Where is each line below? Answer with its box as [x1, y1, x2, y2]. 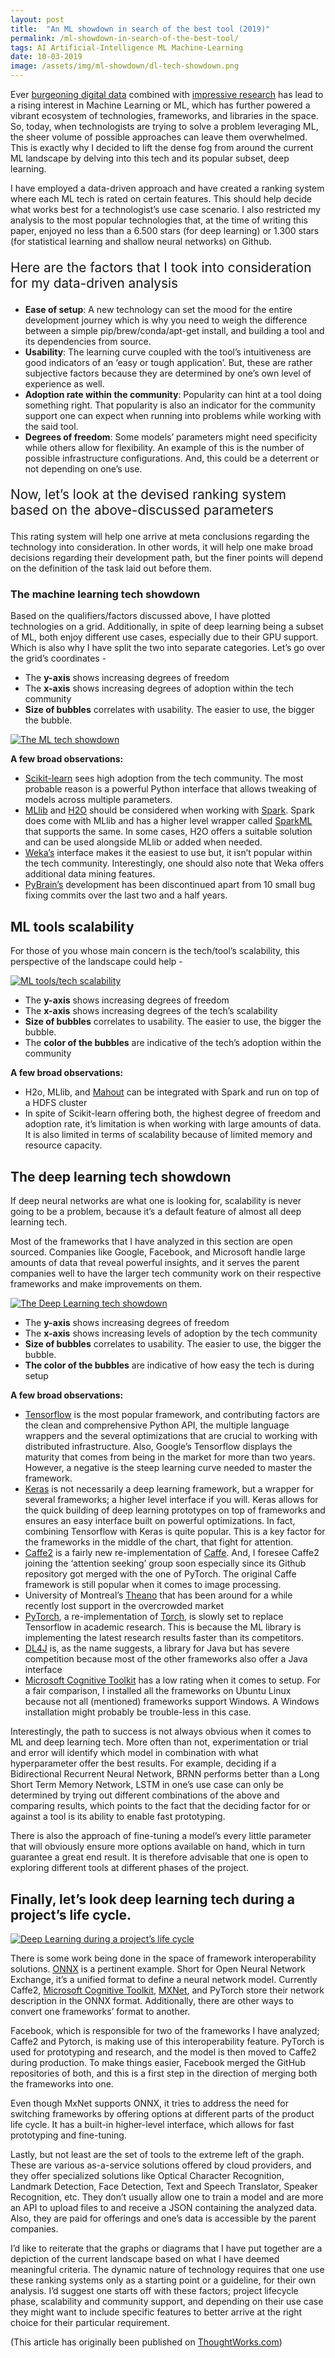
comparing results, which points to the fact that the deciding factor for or [10, 1800, 311, 1812]
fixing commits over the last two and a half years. [24, 889, 228, 901]
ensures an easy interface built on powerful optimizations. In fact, [24, 1515, 296, 1527]
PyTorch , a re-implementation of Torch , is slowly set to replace [24, 1611, 284, 1623]
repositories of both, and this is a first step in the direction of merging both [10, 2067, 318, 2079]
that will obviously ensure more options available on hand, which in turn [10, 1841, 306, 1853]
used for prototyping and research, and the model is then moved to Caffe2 [10, 2046, 317, 2058]
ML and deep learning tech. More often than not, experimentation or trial [10, 1736, 309, 1748]
